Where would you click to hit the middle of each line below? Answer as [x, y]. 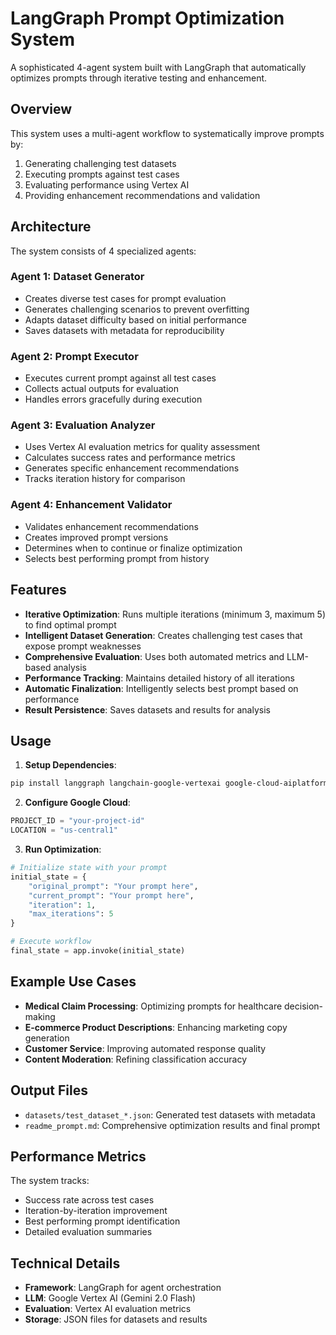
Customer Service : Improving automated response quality [145, 1048]
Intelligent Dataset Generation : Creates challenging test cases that [163, 635]
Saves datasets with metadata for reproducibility [124, 330]
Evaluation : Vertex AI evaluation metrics [108, 1309]
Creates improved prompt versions [96, 537]
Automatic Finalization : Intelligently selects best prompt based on [161, 688]
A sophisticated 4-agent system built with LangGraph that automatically [158, 67]
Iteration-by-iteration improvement [96, 1211]
